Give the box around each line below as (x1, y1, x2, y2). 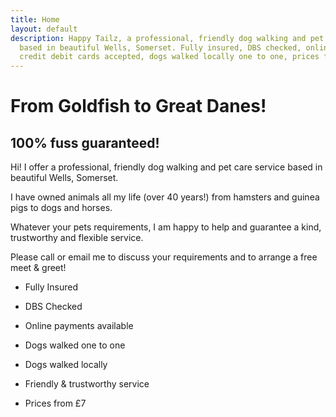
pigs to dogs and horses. (10, 202, 113, 214)
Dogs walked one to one (24, 339, 126, 351)
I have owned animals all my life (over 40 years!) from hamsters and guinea (10, 191, 320, 203)
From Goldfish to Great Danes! (10, 95, 267, 118)
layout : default (10, 24, 78, 34)
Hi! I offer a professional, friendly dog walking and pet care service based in (10, 161, 323, 173)
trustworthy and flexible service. (10, 232, 144, 244)
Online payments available (24, 320, 134, 332)
